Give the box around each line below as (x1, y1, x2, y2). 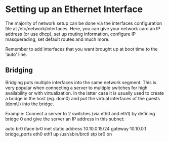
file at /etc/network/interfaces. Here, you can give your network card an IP (5, 25, 160, 31)
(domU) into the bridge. (5, 101, 54, 107)
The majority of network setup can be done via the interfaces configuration (5, 20, 162, 26)
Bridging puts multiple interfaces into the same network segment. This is (5, 79, 157, 85)
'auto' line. (5, 51, 27, 57)
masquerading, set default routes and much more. (5, 36, 110, 42)
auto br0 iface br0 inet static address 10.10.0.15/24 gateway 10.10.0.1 (5, 125, 147, 131)
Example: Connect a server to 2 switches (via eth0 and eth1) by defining (5, 110, 155, 116)
